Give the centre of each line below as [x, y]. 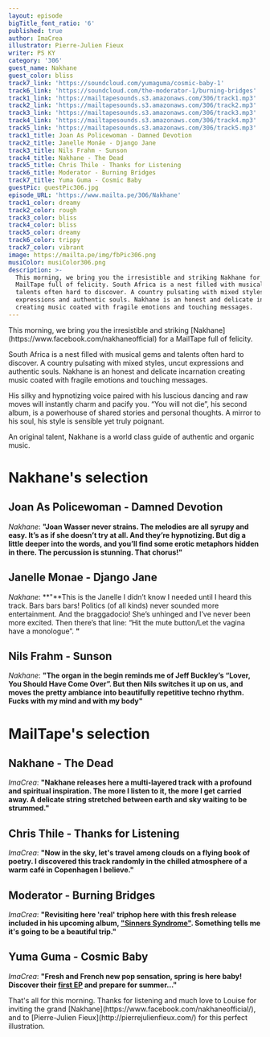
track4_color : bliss [43, 225]
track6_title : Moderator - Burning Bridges [82, 173]
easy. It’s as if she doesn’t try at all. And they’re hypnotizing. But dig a [127, 535]
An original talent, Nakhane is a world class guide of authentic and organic [131, 437]
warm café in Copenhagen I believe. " [71, 870]
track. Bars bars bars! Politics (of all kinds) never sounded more [114, 605]
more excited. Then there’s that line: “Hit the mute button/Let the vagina [127, 622]
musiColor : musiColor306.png [57, 262]
